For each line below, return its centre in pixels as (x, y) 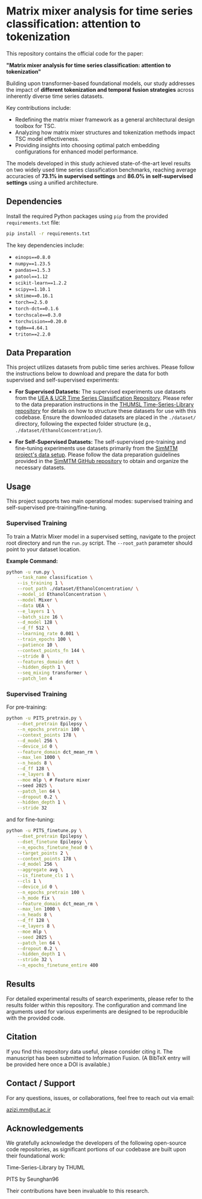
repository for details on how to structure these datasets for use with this (106, 411)
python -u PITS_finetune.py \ (44, 831)
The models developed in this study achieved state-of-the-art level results (99, 163)
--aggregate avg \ (40, 870)
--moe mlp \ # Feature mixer (54, 780)
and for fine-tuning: (30, 820)
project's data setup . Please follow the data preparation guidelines (97, 455)
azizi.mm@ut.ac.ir (29, 1110)
